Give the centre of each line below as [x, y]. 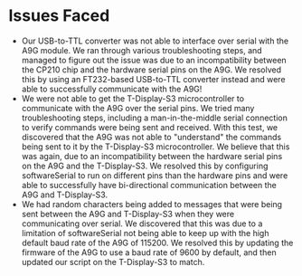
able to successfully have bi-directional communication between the [149, 185]
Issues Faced [59, 16]
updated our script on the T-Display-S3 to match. [113, 262]
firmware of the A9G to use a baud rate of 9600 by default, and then [149, 252]
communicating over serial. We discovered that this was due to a [142, 224]
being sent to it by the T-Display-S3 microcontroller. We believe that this [156, 147]
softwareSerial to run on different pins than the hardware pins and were [155, 175]
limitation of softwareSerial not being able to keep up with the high [145, 233]
